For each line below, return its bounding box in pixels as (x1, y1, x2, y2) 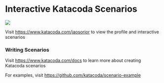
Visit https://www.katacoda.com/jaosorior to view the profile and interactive (5, 28, 159, 35)
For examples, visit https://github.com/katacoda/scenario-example (5, 72, 141, 78)
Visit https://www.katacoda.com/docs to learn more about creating (5, 57, 141, 63)
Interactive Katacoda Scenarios (5, 3, 137, 15)
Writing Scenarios (5, 46, 49, 53)
